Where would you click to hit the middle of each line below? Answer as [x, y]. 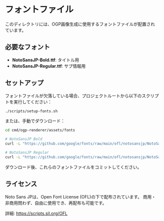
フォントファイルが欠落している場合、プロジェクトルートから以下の [73, 96]
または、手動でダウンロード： [35, 121]
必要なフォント [28, 47]
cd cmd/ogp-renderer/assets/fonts [40, 130]
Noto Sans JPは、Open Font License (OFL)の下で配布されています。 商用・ [81, 196]
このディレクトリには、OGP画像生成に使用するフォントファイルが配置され [80, 24]
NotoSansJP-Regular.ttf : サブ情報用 [49, 66]
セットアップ [24, 83]
